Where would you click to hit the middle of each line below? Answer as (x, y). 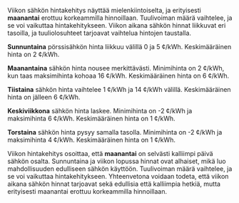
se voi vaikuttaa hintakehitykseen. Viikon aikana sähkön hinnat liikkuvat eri (117, 25)
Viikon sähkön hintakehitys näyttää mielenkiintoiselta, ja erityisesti (104, 10)
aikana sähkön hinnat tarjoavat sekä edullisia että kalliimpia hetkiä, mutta (114, 184)
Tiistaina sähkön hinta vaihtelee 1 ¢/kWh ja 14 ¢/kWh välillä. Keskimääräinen (119, 89)
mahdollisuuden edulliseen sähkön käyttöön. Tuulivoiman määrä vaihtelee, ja (120, 169)
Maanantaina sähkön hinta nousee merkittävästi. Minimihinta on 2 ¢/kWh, (116, 68)
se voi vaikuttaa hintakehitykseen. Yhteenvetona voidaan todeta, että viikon (118, 176)
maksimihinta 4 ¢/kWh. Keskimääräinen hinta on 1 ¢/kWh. (92, 140)
